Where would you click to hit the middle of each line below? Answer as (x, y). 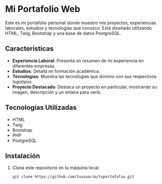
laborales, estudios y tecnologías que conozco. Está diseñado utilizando (79, 28)
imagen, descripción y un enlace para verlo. (57, 92)
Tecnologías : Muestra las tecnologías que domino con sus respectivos (84, 76)
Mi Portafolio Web (43, 9)
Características (29, 49)
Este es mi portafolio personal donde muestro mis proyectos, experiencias (81, 23)
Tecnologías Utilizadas (41, 108)
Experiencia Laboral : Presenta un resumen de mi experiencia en (78, 61)
